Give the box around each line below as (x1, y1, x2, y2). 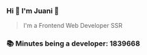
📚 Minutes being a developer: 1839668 (6, 39, 141, 48)
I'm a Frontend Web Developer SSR (23, 22, 122, 30)
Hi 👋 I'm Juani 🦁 (6, 6, 59, 16)
